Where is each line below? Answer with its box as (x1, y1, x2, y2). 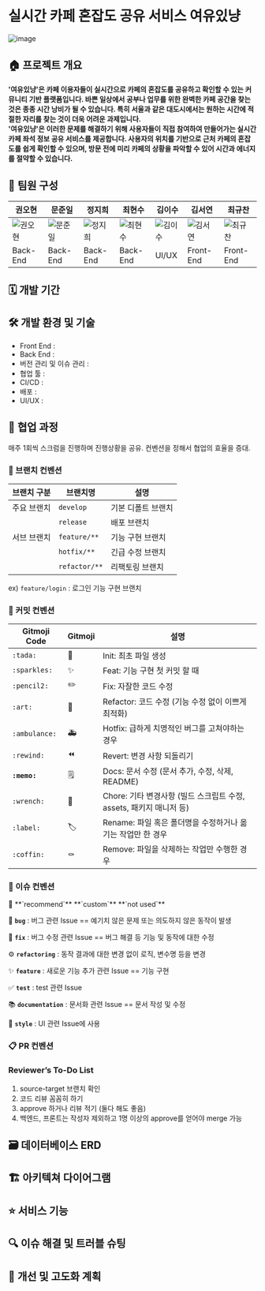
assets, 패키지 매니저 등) (102, 803, 189, 814)
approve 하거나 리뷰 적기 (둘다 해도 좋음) (19, 1103, 146, 1113)
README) (102, 776, 140, 788)
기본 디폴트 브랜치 (110, 502, 174, 513)
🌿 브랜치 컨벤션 (8, 465, 62, 476)
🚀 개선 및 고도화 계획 (8, 1270, 102, 1283)
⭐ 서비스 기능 (8, 1204, 69, 1218)
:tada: (12, 651, 37, 660)
